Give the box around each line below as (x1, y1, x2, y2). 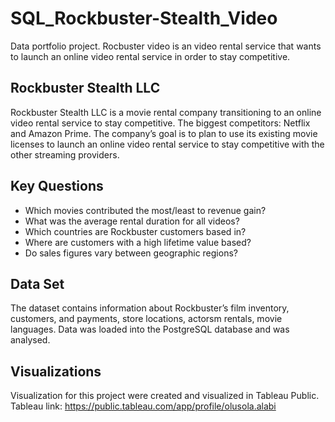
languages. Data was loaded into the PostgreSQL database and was (10, 323, 290, 336)
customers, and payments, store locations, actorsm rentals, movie (10, 313, 283, 325)
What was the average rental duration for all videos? (24, 215, 240, 227)
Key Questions (10, 178, 104, 195)
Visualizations (10, 363, 102, 380)
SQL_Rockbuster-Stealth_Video (10, 7, 278, 30)
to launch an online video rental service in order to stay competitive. (10, 50, 291, 62)
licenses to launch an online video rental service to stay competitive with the (10, 138, 325, 150)
